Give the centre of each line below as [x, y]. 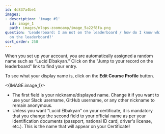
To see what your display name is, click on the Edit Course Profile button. [80, 76]
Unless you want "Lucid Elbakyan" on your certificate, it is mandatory [82, 110]
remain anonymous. [32, 105]
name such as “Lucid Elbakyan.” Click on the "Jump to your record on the [79, 61]
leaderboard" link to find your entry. [41, 66]
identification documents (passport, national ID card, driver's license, [82, 121]
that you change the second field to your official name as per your [79, 116]
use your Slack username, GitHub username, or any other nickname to [83, 100]
